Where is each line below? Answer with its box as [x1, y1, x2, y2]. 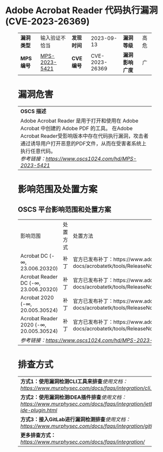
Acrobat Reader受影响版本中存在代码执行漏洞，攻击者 [20, 132, 149, 139]
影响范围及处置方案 [18, 184, 98, 195]
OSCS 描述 [20, 107, 46, 114]
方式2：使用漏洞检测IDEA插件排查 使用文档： [20, 393, 127, 400]
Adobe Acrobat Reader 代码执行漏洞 [5, 5, 158, 16]
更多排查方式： [20, 431, 57, 438]
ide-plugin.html [20, 406, 58, 414]
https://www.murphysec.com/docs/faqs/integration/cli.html [20, 384, 162, 391]
